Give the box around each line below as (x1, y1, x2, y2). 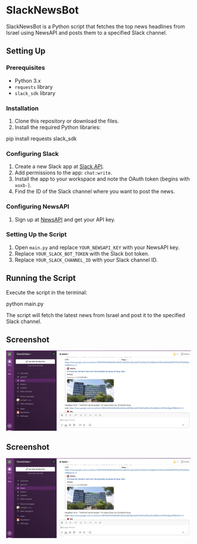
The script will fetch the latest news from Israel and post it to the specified (6, 311, 186, 318)
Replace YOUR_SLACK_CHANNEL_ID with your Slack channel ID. (14, 256, 158, 263)
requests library (14, 83, 53, 90)
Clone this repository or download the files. (14, 117, 119, 124)
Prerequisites (6, 64, 45, 72)
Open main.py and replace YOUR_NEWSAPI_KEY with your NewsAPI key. (14, 244, 180, 251)
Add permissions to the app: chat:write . (14, 169, 113, 176)
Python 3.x (14, 77, 41, 84)
